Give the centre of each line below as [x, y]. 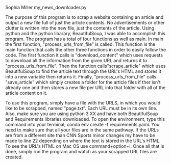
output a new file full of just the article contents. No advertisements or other [85, 23]
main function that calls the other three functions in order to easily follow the [86, 50]
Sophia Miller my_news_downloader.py [46, 7]
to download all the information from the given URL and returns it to [76, 60]
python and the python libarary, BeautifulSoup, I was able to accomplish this [86, 33]
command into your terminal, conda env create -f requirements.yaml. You [82, 125]
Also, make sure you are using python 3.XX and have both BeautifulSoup [82, 114]
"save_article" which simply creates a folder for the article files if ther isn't [83, 82]
